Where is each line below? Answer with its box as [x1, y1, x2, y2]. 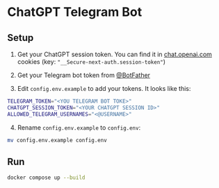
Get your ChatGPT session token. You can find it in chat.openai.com [17, 50, 212, 58]
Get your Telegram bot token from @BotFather [17, 71, 151, 79]
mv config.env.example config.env [7, 137, 108, 144]
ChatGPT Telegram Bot [7, 4, 143, 20]
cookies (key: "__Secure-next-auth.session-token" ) [17, 58, 165, 66]
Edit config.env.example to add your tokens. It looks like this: [17, 85, 191, 92]
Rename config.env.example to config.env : [17, 123, 141, 132]
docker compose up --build [7, 174, 86, 181]
